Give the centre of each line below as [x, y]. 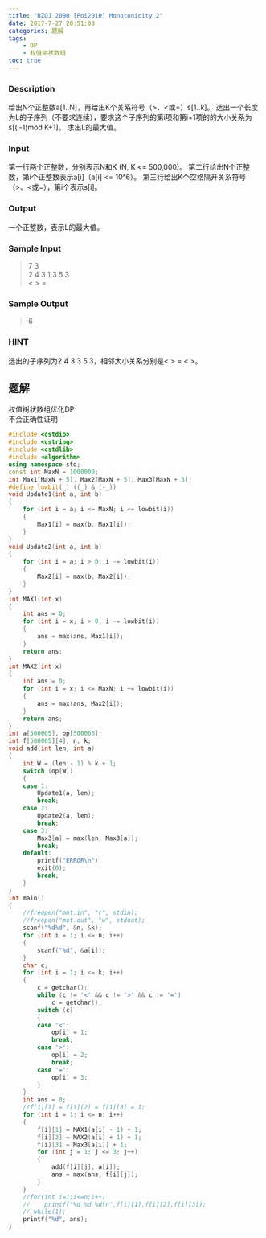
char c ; [35, 965]
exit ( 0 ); [52, 868]
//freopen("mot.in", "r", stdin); [80, 913]
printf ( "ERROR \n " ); [70, 861]
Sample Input [35, 248]
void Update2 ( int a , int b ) [55, 547]
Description [32, 88]
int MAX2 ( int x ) [35, 666]
